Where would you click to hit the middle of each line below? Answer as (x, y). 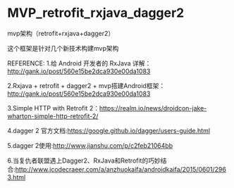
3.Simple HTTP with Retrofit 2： (54, 108)
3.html (17, 177)
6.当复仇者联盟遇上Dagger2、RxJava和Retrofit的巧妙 (84, 161)
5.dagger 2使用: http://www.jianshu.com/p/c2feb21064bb (90, 145)
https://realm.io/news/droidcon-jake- (153, 108)
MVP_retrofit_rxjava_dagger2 (96, 13)
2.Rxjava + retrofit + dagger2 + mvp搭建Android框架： (86, 85)
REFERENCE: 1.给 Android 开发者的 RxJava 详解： (79, 63)
